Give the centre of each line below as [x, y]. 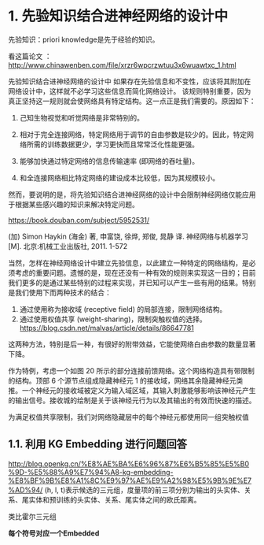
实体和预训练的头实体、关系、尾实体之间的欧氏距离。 [115, 499]
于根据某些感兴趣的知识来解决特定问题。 [73, 204]
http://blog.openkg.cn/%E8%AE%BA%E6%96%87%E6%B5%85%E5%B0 [129, 463]
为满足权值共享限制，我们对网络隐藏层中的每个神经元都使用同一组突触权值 [128, 417]
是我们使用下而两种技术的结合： [60, 292]
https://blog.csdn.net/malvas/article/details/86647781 [107, 328]
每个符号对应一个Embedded [54, 533]
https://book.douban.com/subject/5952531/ [79, 220]
